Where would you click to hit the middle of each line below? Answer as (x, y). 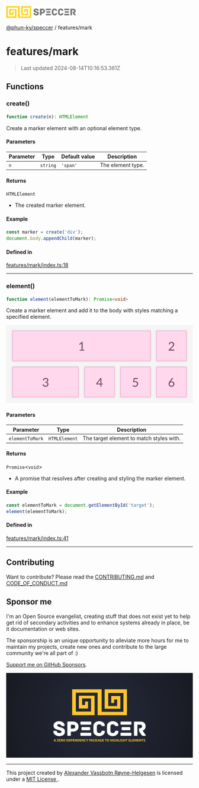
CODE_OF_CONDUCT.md (37, 583)
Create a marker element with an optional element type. (74, 128)
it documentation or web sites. (43, 629)
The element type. (122, 165)
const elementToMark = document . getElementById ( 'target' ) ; (81, 506)
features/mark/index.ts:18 (37, 265)
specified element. (29, 317)
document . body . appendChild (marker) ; (51, 238)
